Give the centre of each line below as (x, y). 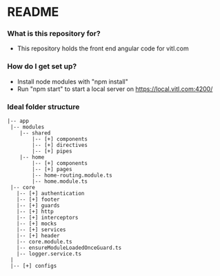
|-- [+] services (41, 230)
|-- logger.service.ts (49, 254)
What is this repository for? (54, 34)
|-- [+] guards (38, 206)
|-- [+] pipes (52, 151)
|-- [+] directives (60, 146)
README (33, 12)
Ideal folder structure (43, 106)
